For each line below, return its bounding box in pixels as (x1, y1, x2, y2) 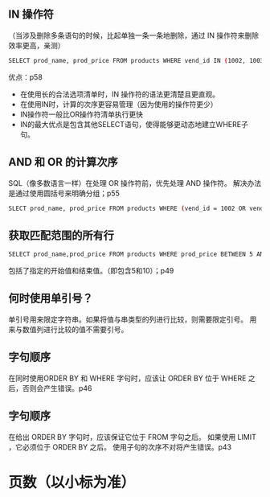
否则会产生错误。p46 (22, 383, 92, 392)
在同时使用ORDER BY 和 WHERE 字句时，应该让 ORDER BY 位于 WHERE (8, 373, 247, 383)
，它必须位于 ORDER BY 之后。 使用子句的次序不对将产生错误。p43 (8, 442, 231, 452)
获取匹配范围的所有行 (8, 228, 114, 242)
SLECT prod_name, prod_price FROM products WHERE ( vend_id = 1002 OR (8, 204, 247, 212)
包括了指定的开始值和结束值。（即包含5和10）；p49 (8, 266, 174, 276)
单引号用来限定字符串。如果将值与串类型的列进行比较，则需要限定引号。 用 (8, 314, 257, 324)
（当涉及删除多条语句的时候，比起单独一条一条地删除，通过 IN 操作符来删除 (8, 31, 260, 40)
